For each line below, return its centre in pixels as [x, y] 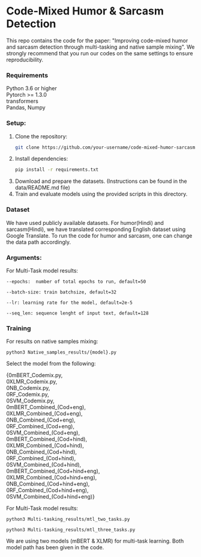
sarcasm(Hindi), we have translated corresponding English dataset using [96, 229]
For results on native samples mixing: [52, 342]
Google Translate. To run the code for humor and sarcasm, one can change [99, 235]
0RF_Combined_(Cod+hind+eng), [47, 490]
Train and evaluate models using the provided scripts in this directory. [101, 194]
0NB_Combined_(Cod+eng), [41, 420]
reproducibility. [25, 60]
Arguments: [24, 257]
